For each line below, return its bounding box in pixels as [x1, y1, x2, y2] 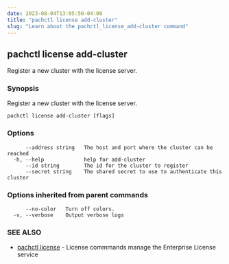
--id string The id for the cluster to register [25, 162, 189, 169]
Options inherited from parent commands [7, 190, 149, 199]
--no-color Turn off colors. [25, 206, 115, 213]
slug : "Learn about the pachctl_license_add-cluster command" [7, 23, 189, 30]
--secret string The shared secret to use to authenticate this [25, 168, 223, 175]
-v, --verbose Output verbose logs [13, 212, 125, 219]
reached [7, 150, 29, 157]
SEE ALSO [7, 228, 42, 237]
